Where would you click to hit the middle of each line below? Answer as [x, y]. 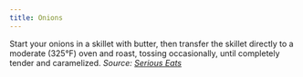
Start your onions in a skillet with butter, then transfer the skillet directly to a [151, 43]
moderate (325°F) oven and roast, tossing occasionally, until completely [145, 53]
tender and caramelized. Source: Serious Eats [96, 63]
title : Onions [37, 18]
